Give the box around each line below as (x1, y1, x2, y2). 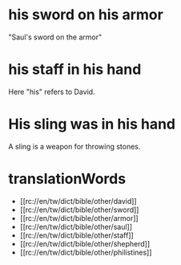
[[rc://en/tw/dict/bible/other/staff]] (19, 230, 134, 240)
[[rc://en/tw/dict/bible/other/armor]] (19, 213, 139, 222)
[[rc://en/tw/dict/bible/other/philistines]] (19, 247, 152, 257)
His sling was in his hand (8, 115, 176, 133)
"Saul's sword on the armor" (8, 32, 103, 42)
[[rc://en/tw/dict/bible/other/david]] (19, 196, 138, 206)
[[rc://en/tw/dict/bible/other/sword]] (19, 205, 139, 214)
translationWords (8, 170, 127, 188)
